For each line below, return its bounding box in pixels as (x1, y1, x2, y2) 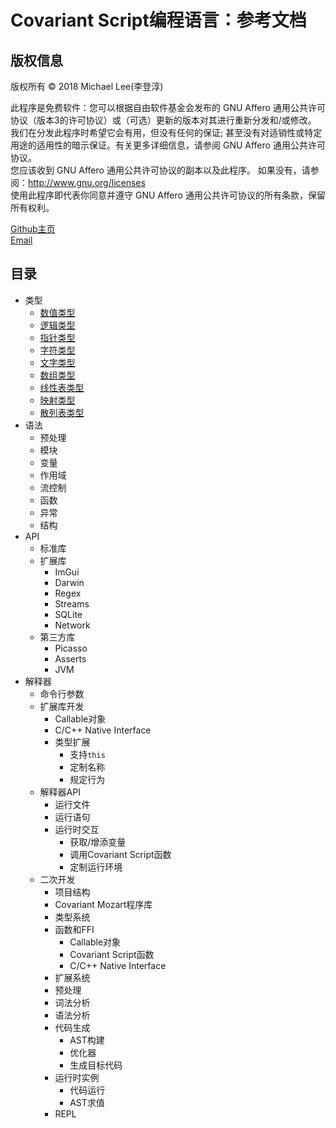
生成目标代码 (69, 1059, 123, 1071)
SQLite (54, 608, 83, 620)
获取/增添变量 (69, 836, 127, 848)
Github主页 (10, 223, 56, 235)
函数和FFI (54, 923, 95, 935)
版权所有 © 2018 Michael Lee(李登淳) (10, 81, 164, 92)
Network (54, 619, 91, 631)
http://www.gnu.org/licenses (28, 177, 146, 188)
